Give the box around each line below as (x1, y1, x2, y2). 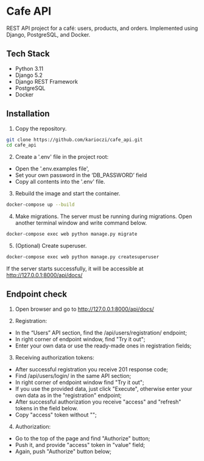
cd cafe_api (6, 142, 37, 148)
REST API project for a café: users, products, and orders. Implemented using (6, 24, 199, 32)
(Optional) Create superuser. (15, 242, 87, 250)
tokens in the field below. (15, 404, 78, 412)
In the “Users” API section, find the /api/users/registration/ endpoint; (15, 329, 188, 336)
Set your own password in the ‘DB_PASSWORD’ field (15, 172, 147, 179)
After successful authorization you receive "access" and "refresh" (15, 398, 181, 405)
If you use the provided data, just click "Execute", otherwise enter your (15, 385, 193, 392)
